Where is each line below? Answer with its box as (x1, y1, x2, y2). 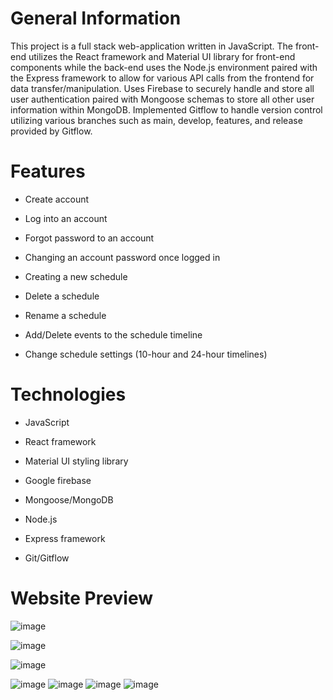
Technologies (10, 383, 127, 406)
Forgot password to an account (24, 232, 155, 244)
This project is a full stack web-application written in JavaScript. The (10, 40, 293, 52)
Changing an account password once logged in (24, 251, 221, 263)
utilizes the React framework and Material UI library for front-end (28, 50, 296, 62)
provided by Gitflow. (10, 125, 93, 137)
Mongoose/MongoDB (24, 493, 114, 506)
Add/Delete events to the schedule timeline (24, 328, 203, 341)
